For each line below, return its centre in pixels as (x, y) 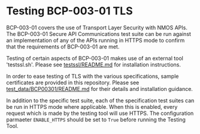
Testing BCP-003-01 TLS (69, 11)
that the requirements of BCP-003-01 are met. (63, 47)
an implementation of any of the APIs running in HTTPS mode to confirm (96, 40)
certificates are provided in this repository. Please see (73, 83)
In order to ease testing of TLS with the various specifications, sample (93, 76)
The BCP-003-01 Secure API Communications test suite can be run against (99, 33)
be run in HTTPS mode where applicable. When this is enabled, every (92, 106)
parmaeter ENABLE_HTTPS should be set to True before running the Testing (96, 119)
